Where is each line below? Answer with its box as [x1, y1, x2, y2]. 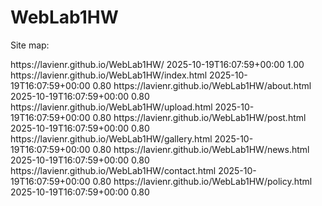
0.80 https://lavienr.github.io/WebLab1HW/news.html [92, 143, 310, 155]
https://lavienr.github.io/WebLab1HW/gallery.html [10, 132, 213, 145]
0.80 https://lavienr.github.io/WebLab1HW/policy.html [92, 175, 313, 187]
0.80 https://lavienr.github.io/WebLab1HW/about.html [92, 79, 312, 91]
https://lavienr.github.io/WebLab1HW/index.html [10, 69, 208, 81]
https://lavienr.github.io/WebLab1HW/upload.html [10, 101, 213, 113]
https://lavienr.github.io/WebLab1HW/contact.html [10, 164, 217, 176]
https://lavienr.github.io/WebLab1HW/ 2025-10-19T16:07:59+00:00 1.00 [10, 58, 305, 70]
